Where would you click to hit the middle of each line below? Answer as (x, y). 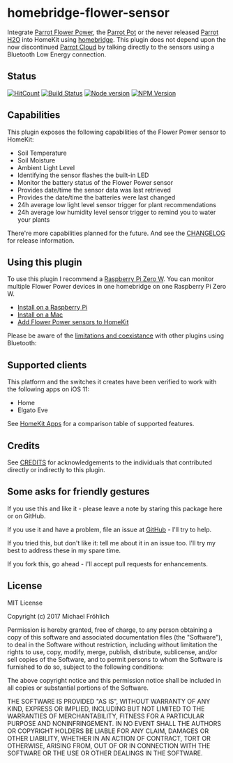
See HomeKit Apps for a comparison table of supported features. (101, 424)
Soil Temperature (42, 153)
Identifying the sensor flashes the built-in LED (83, 175)
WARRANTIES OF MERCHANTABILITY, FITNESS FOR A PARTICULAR (106, 716)
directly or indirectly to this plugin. (57, 470)
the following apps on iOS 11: (48, 389)
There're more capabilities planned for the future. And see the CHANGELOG (116, 233)
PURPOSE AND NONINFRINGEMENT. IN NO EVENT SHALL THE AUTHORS (114, 723)
